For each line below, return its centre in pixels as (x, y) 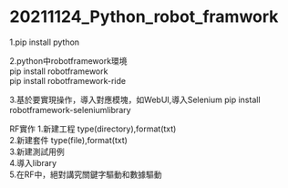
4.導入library (33, 162)
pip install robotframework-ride (67, 80)
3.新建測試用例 (37, 151)
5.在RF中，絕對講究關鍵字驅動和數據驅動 (86, 174)
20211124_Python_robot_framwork (144, 17)
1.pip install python (45, 42)
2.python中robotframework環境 (68, 60)
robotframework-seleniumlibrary (70, 110)
